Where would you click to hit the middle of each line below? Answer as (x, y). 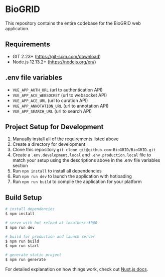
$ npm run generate (26, 260)
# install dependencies (30, 209)
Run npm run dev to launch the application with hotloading (72, 176)
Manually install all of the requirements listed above (65, 139)
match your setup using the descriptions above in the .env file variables (86, 160)
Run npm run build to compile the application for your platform (77, 181)
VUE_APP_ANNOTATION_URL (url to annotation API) (60, 106)
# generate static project (33, 255)
